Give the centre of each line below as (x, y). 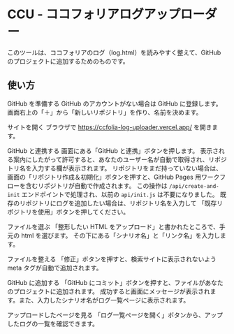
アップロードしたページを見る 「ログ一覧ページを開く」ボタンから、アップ (115, 314)
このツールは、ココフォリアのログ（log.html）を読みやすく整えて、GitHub (114, 52)
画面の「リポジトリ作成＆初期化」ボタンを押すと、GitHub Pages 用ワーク (114, 177)
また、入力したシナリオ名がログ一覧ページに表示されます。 (104, 300)
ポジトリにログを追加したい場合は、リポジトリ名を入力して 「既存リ (124, 203)
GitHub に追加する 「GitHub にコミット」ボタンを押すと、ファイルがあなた (115, 282)
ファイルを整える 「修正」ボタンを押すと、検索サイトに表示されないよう (112, 259)
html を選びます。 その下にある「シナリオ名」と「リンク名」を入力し (120, 235)
